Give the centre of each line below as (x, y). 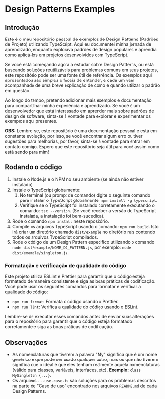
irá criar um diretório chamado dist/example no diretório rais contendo (83, 232)
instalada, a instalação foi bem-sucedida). (62, 216)
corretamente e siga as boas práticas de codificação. (59, 327)
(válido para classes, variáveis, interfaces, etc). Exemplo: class (77, 370)
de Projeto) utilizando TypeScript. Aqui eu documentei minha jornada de (78, 44)
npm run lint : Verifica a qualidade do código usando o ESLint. (75, 307)
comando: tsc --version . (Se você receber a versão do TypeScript (88, 210)
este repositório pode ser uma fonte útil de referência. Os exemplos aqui (79, 75)
